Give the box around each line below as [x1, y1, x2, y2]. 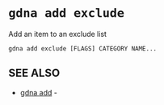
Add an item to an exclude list [8, 29, 107, 38]
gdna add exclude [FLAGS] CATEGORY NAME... [8, 44, 158, 53]
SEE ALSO [8, 67, 61, 80]
